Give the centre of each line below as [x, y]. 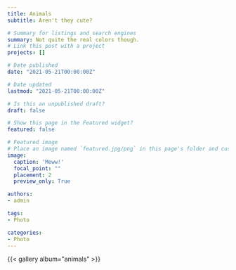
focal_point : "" [37, 168]
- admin [19, 201]
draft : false [26, 110]
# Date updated [29, 84]
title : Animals [29, 14]
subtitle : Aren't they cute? [50, 20]
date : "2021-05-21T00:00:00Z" [52, 72]
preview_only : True [42, 181]
